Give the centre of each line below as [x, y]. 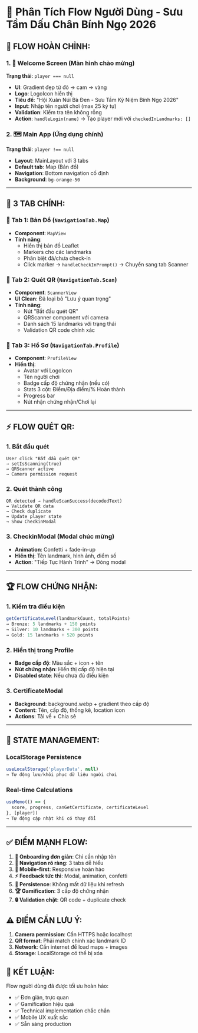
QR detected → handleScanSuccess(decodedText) [64, 501]
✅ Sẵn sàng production [43, 1024]
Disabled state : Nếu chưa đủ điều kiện [62, 676]
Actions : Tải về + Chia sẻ [45, 716]
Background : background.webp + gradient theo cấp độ [82, 704]
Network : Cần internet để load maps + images [71, 947]
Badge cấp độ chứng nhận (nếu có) [67, 383]
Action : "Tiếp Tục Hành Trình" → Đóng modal [70, 562]
